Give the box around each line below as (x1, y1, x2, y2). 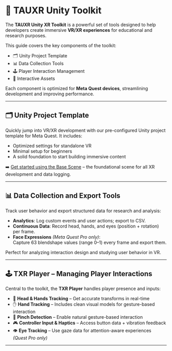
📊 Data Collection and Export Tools (5, 192, 121, 200)
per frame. (12, 228, 35, 235)
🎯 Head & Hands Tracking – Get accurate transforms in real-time (12, 296, 150, 302)
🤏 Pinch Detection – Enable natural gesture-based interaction (12, 314, 143, 320)
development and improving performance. (5, 91, 95, 97)
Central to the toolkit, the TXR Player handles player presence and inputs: (5, 285, 161, 292)
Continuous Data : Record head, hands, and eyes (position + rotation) (12, 223, 159, 229)
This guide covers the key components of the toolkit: (5, 42, 117, 48)
